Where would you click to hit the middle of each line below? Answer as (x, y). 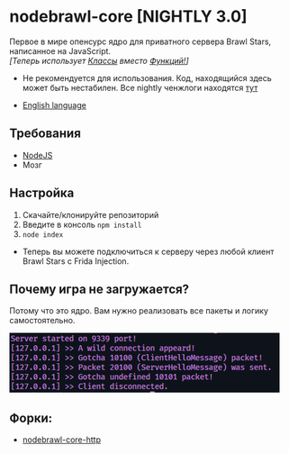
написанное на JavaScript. (60, 50)
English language (54, 104)
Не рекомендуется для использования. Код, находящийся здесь (147, 77)
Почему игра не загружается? (99, 289)
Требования (45, 134)
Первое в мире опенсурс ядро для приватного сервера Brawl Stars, (140, 41)
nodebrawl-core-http (62, 440)
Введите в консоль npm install (82, 224)
